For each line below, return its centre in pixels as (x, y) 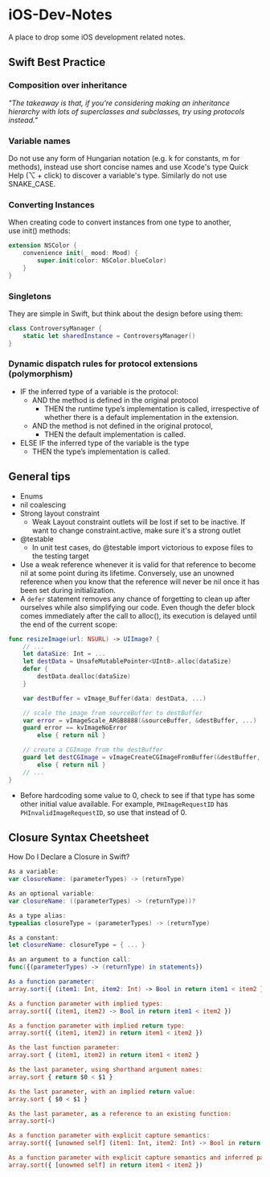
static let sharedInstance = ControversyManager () (109, 335)
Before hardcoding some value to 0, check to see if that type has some (137, 795)
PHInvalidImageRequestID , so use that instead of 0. (103, 812)
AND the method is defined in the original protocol (115, 400)
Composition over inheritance (67, 85)
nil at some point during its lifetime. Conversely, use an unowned (127, 573)
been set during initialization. (68, 590)
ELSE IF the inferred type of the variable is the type (104, 442)
